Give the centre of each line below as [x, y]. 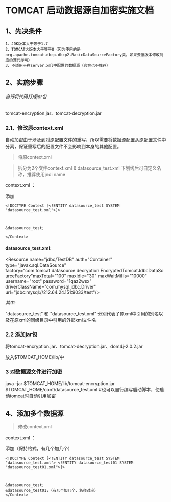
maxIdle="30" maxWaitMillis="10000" [107, 276]
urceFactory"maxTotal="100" [36, 276]
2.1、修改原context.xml [34, 128]
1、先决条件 [24, 31]
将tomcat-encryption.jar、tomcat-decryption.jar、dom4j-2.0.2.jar [74, 346]
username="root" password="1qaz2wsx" [48, 281]
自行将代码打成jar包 [26, 96]
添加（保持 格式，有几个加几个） [39, 448]
